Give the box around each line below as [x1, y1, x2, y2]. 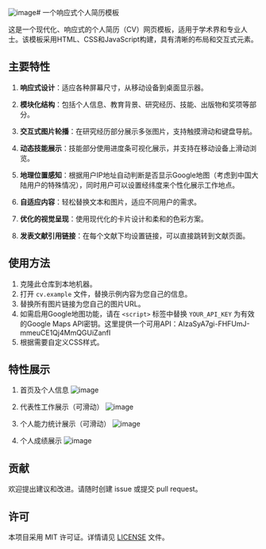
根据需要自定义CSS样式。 [19, 337, 104, 347]
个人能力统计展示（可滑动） [19, 419, 111, 429]
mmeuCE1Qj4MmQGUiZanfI [19, 328, 111, 337]
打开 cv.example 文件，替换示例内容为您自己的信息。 [19, 289, 192, 298]
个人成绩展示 [19, 436, 62, 446]
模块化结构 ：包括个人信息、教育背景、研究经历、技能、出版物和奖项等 [19, 99, 250, 109]
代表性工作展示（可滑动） [19, 402, 104, 412]
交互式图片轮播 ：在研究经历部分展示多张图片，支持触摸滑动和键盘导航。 [19, 127, 256, 136]
